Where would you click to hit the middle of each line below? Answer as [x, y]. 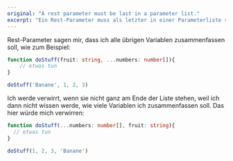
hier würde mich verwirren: [46, 113]
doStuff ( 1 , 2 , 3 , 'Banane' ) [48, 151]
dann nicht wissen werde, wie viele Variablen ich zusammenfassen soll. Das [115, 105]
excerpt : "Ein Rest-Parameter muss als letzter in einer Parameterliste [114, 20]
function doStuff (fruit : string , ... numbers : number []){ [91, 59]
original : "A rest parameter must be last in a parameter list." [103, 13]
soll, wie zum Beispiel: [39, 47]
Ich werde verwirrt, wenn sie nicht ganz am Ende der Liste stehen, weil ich [113, 98]
